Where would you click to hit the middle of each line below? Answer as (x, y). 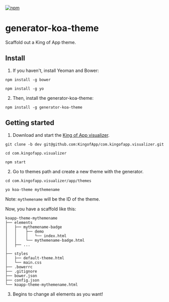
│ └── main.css (24, 262)
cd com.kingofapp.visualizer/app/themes (49, 181)
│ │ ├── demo (25, 231)
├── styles (17, 253)
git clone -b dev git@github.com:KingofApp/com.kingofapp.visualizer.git (85, 144)
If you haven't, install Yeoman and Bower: (56, 70)
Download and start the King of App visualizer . (61, 135)
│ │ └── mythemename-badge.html (45, 240)
